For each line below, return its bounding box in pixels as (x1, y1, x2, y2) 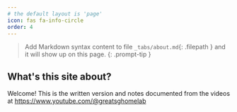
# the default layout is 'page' (7, 10, 103, 18)
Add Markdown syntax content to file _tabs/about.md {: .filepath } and (24, 43, 226, 51)
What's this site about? (7, 70, 112, 82)
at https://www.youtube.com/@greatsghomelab (7, 97, 146, 106)
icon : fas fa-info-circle (7, 17, 83, 24)
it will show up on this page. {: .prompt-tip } (24, 50, 151, 58)
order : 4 (7, 23, 33, 30)
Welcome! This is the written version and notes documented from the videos (7, 89, 231, 98)
